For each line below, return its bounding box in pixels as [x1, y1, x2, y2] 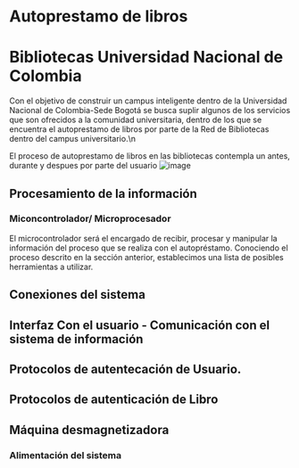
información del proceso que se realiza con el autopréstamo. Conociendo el [9, 242, 288, 253]
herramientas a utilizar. [9, 261, 94, 272]
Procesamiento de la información [9, 185, 198, 201]
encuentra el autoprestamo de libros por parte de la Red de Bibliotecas [9, 124, 270, 135]
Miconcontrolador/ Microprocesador [9, 212, 171, 225]
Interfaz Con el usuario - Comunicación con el [9, 317, 270, 333]
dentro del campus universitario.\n [9, 134, 137, 144]
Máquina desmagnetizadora [9, 422, 170, 438]
